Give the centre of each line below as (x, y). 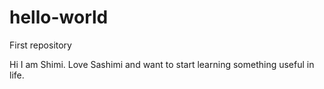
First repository (40, 45)
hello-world (59, 17)
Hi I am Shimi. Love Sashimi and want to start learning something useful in (162, 64)
